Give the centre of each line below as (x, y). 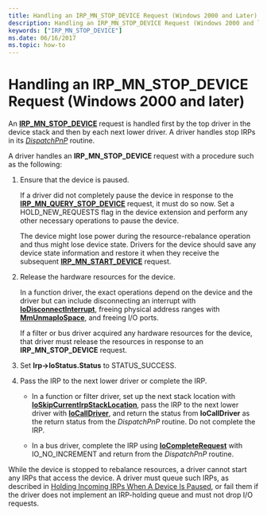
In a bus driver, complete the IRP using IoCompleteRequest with (137, 446)
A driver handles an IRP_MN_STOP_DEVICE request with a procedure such (131, 156)
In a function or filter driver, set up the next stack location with (133, 397)
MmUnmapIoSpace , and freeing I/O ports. (89, 318)
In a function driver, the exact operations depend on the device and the (136, 292)
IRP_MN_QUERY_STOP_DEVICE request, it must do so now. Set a (127, 204)
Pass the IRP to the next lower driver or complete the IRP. (113, 381)
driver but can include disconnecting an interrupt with (108, 301)
